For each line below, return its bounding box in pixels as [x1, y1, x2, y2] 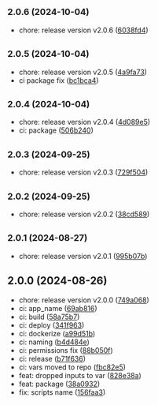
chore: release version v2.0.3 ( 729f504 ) [18, 167, 149, 177]
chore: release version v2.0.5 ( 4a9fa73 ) [18, 67, 147, 77]
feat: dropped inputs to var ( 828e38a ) [18, 370, 142, 380]
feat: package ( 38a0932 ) [18, 379, 101, 388]
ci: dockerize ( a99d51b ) [18, 328, 96, 338]
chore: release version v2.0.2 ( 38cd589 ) [18, 209, 150, 219]
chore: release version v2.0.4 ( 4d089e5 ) [18, 118, 151, 127]
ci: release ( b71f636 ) [18, 354, 86, 363]
